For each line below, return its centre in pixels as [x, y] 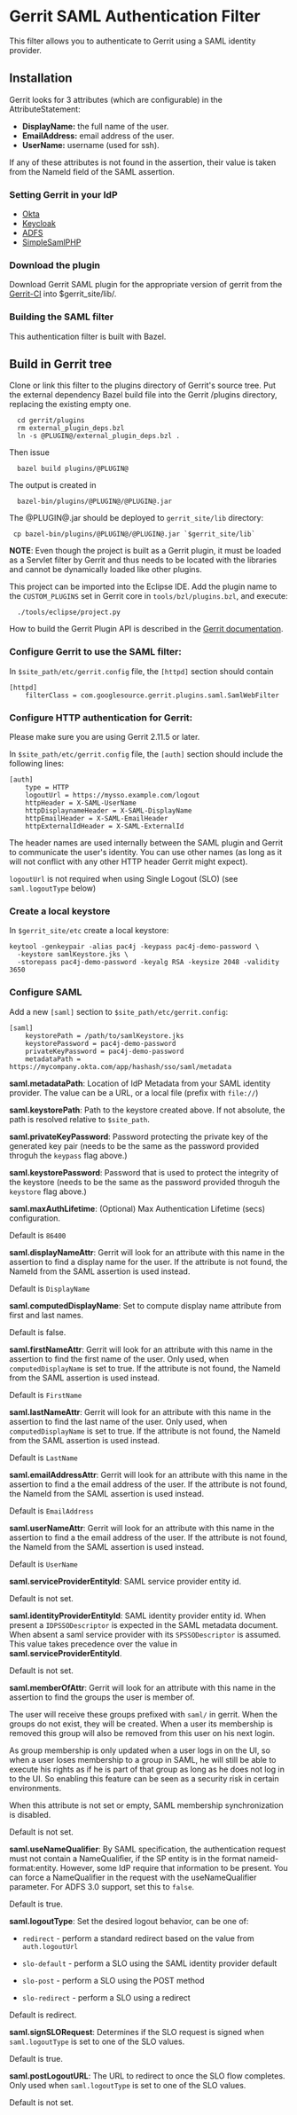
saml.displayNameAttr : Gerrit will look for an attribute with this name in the [147, 1252]
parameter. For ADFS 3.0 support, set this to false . [102, 1886]
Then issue [30, 452]
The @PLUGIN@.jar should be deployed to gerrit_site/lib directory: [137, 518]
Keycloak [39, 224]
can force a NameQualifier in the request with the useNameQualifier [133, 1877]
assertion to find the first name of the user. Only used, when [119, 1358]
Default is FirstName [46, 1395]
